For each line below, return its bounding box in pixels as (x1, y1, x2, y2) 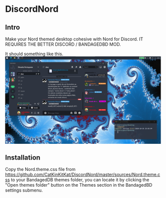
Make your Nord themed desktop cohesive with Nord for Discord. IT (5, 36, 143, 42)
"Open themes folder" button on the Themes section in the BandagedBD (5, 182, 153, 188)
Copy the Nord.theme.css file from (5, 166, 76, 172)
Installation (5, 153, 41, 162)
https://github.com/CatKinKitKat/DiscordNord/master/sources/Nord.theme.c (5, 171, 161, 178)
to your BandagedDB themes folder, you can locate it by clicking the (10, 177, 150, 183)
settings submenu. (5, 187, 43, 193)
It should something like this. (5, 51, 63, 57)
